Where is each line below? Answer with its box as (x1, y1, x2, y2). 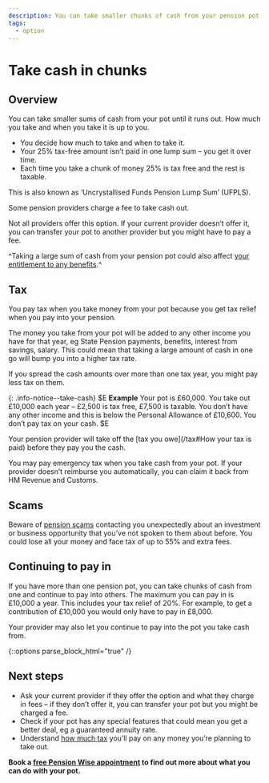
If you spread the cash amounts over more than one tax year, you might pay (8, 369, 259, 379)
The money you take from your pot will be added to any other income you (8, 328, 251, 338)
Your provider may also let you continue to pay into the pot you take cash (8, 622, 250, 632)
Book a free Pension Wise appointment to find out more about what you (8, 757, 251, 767)
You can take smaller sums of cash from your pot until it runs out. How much (8, 114, 261, 124)
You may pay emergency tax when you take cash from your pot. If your (8, 458, 243, 468)
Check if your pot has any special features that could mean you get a (19, 716, 248, 725)
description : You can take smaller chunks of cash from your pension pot (8, 11, 260, 20)
